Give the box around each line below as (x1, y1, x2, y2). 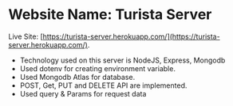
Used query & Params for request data (19, 89, 147, 98)
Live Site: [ (8, 32, 44, 41)
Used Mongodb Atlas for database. (19, 72, 136, 81)
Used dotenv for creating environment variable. (19, 63, 176, 73)
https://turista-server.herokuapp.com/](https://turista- (42, 32, 221, 41)
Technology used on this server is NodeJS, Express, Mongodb (19, 55, 226, 65)
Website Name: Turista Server (8, 6, 212, 24)
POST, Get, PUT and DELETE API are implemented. (19, 81, 188, 90)
